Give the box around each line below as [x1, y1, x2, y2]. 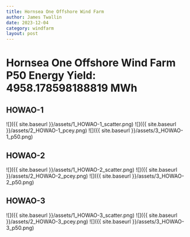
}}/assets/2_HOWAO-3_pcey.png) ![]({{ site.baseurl [6, 217, 131, 225]
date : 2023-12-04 [6, 20, 49, 25]
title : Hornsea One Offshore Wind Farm [6, 8, 104, 15]
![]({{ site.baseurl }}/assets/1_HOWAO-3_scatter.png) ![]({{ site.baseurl [6, 212, 178, 219]
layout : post [6, 31, 38, 37]
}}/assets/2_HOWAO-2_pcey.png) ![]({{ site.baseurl [6, 172, 131, 180]
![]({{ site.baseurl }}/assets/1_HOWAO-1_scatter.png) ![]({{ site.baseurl [6, 121, 176, 128]
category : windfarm [6, 25, 54, 31]
